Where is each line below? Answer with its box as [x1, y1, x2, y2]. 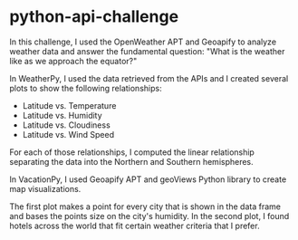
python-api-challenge [9, 6, 179, 27]
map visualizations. [9, 183, 82, 194]
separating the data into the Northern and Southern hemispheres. [9, 156, 254, 167]
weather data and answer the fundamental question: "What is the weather [9, 45, 285, 56]
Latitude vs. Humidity [22, 110, 102, 120]
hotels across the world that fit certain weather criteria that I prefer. [9, 220, 260, 231]
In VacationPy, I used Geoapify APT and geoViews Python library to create [9, 174, 287, 185]
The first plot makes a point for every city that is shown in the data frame [9, 201, 281, 212]
